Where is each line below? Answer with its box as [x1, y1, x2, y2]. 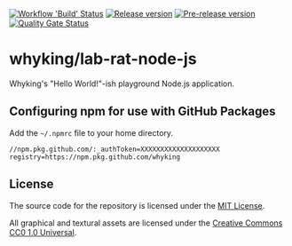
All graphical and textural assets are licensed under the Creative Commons [9, 218, 283, 228]
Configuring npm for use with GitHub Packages [9, 104, 277, 119]
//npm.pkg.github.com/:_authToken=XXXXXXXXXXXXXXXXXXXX [9, 145, 220, 154]
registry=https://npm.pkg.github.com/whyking [9, 152, 180, 162]
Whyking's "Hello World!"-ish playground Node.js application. [9, 78, 235, 89]
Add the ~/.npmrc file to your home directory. [9, 127, 174, 138]
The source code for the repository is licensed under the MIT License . [9, 200, 265, 210]
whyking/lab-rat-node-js [9, 49, 197, 69]
